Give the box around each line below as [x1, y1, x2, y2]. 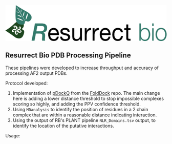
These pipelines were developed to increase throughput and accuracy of [5, 65, 159, 71]
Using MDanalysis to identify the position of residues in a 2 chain [12, 106, 148, 112]
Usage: [5, 132, 20, 138]
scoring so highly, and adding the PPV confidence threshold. [12, 100, 141, 107]
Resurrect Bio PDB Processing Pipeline [5, 51, 132, 60]
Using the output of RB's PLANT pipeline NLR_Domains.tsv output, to [12, 117, 156, 123]
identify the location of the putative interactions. [12, 122, 114, 129]
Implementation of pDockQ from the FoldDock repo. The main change [12, 90, 160, 96]
